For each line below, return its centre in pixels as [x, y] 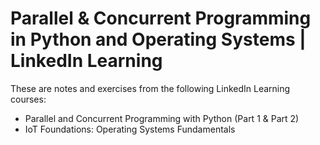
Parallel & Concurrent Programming [161, 18]
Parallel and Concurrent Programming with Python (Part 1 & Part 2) [162, 118]
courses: [28, 99]
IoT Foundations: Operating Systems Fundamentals [130, 129]
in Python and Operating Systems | [158, 39]
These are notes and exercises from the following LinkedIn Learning [150, 88]
